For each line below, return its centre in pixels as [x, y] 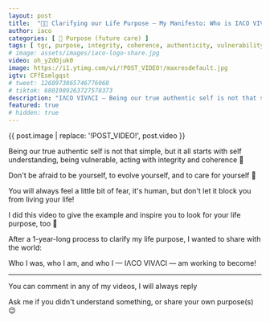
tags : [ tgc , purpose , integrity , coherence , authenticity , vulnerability [136, 46]
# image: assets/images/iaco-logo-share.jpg [84, 53]
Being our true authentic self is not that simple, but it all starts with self [125, 151]
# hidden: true [34, 113]
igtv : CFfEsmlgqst [39, 75]
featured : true [34, 105]
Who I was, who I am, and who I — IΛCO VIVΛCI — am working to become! [133, 263]
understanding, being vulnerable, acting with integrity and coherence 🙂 [126, 160]
